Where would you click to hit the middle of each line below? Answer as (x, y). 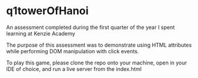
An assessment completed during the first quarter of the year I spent (90, 27)
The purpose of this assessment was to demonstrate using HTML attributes (99, 45)
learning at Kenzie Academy (41, 33)
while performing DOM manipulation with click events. (72, 51)
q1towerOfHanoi (47, 11)
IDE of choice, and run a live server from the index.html (74, 69)
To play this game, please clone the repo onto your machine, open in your (97, 63)
